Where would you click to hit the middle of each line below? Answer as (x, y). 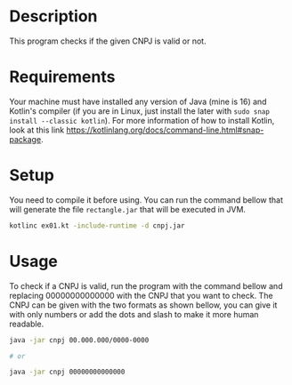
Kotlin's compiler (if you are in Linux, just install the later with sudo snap (139, 111)
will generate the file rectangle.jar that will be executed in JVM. (128, 209)
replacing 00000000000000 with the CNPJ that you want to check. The (141, 295)
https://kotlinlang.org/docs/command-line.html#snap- (165, 130)
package (25, 139)
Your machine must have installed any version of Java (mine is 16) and (138, 101)
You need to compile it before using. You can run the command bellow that (146, 200)
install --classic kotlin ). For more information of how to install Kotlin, (142, 120)
